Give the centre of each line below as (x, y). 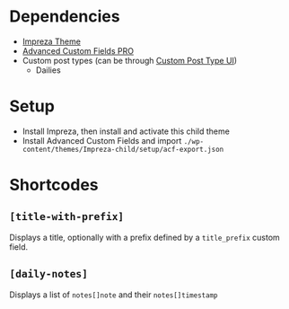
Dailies (48, 70)
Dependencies (65, 17)
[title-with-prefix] (67, 217)
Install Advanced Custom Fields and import (102, 140)
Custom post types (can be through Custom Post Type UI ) (130, 60)
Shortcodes (54, 185)
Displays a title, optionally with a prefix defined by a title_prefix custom (144, 237)
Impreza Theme (51, 41)
